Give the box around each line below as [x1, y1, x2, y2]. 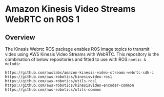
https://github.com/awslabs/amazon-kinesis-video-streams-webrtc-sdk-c [5, 70, 154, 75]
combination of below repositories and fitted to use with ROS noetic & [5, 57, 146, 62]
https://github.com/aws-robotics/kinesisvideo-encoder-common [5, 83, 134, 88]
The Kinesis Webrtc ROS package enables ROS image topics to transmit [5, 46, 150, 52]
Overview [5, 33, 36, 41]
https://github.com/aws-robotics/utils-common [5, 87, 102, 92]
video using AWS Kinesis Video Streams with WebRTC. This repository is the [5, 51, 159, 57]
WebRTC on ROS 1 [5, 14, 80, 25]
